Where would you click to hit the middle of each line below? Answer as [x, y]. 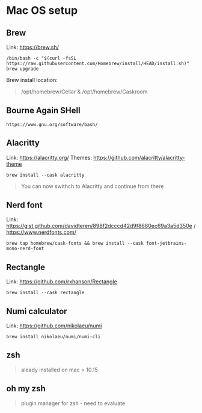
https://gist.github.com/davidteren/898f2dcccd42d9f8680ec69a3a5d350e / [101, 226]
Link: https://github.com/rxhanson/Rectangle [62, 282]
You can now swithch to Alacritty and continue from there [92, 186]
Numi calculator [37, 311]
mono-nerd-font [25, 249]
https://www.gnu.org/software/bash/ [52, 124]
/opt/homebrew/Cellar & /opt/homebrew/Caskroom [84, 92]
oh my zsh [26, 389]
